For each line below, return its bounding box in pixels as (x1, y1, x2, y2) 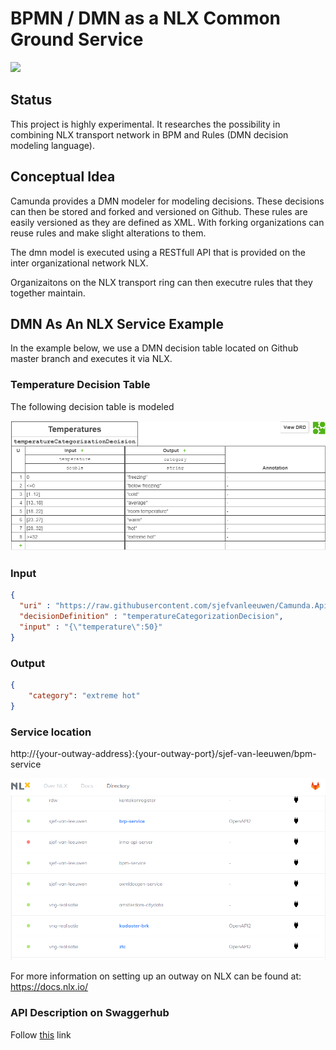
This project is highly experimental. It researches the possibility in (10, 118, 281, 130)
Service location (10, 725, 92, 739)
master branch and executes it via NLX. (10, 353, 173, 365)
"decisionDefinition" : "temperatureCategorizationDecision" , (19, 612, 284, 622)
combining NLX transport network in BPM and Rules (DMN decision (10, 128, 289, 141)
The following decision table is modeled (10, 400, 175, 412)
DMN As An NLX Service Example (10, 315, 224, 332)
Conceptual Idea (10, 168, 116, 186)
